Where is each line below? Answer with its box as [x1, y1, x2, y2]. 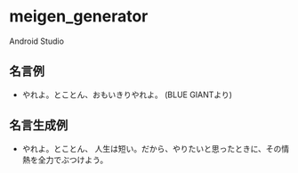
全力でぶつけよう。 [37, 154, 109, 165]
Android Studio [9, 36, 65, 46]
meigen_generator [9, 6, 149, 27]
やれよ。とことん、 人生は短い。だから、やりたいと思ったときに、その [21, 143, 282, 153]
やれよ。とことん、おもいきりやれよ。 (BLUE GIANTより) [21, 89, 233, 100]
